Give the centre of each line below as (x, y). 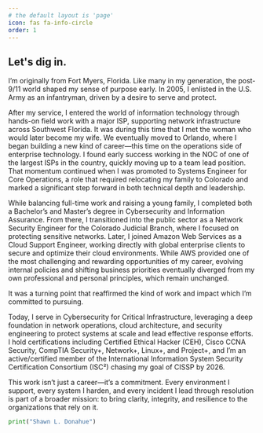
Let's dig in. (37, 62)
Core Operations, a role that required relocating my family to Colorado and (128, 180)
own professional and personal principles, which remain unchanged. (119, 278)
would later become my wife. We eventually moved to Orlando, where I (122, 138)
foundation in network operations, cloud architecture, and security (115, 325)
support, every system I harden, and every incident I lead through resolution (131, 391)
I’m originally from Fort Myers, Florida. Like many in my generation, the (122, 81)
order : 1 (22, 30)
